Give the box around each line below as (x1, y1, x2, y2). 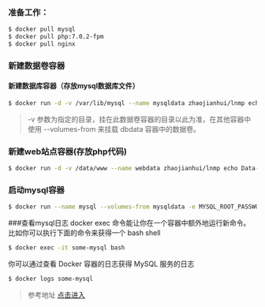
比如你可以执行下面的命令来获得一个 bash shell (8, 228, 161, 238)
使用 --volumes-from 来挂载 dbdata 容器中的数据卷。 (27, 124, 201, 133)
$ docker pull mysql (8, 25, 77, 33)
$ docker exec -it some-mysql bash (8, 244, 125, 252)
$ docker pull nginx (8, 40, 77, 48)
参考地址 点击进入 (27, 290, 85, 300)
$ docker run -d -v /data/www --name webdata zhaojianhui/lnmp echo (8, 164, 238, 173)
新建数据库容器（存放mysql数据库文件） (8, 81, 140, 91)
